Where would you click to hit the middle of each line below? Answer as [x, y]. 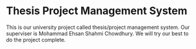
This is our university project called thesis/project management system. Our [98, 27]
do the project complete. [36, 40]
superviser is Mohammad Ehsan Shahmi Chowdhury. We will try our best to [97, 33]
